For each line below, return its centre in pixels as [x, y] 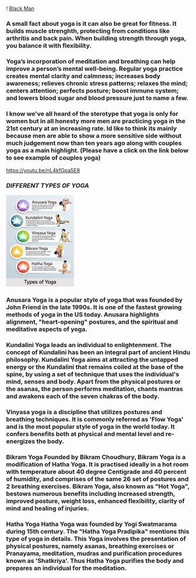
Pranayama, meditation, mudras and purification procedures [94, 553]
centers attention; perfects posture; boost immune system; [92, 90]
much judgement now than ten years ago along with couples [94, 143]
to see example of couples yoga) [53, 158]
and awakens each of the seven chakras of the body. [83, 396]
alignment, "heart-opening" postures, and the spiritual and [92, 322]
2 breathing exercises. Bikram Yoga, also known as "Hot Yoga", [98, 487]
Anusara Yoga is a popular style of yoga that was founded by [94, 300]
